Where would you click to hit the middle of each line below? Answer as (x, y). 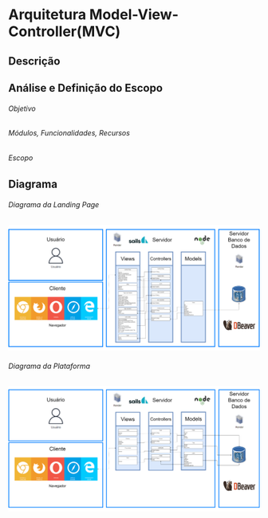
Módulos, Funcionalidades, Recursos (69, 133)
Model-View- (134, 15)
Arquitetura (47, 15)
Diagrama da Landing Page (54, 204)
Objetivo (22, 108)
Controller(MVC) (65, 31)
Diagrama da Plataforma (49, 366)
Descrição (34, 61)
